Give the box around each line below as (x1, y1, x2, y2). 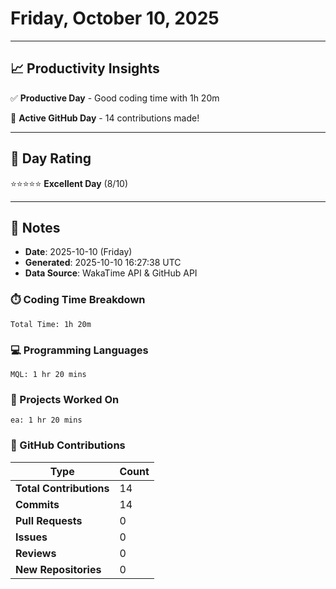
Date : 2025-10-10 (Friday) (24, 246, 133, 258)
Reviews (15, 546, 57, 560)
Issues (15, 530, 48, 544)
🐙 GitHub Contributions (10, 438, 126, 452)
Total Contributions (15, 481, 110, 495)
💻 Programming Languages (10, 343, 149, 357)
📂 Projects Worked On (10, 392, 120, 406)
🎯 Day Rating (10, 150, 92, 167)
